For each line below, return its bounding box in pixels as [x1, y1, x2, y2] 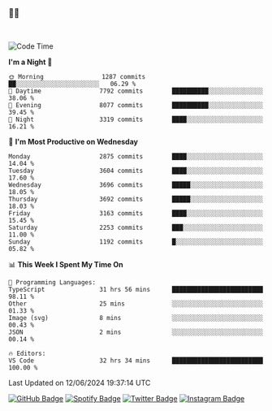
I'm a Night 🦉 [8, 57, 53, 67]
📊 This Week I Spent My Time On [8, 260, 123, 270]
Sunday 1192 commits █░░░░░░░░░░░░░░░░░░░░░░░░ [8, 238, 264, 246]
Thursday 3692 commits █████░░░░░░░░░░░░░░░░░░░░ [8, 195, 264, 204]
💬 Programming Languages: [8, 279, 96, 287]
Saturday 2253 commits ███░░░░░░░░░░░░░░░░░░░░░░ [8, 223, 264, 232]
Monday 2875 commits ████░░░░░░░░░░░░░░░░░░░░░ [8, 153, 264, 161]
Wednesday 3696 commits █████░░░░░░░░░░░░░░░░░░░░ [8, 181, 264, 189]
